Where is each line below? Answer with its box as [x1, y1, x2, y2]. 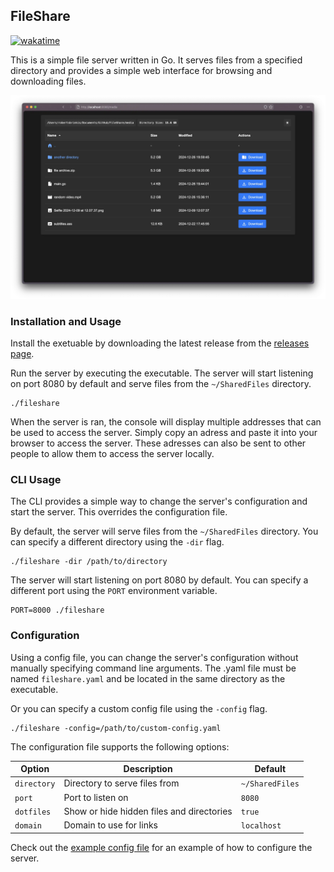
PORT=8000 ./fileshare [10, 605, 105, 616]
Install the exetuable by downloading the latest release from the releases [10, 337, 310, 349]
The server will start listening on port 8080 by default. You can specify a [10, 574, 309, 586]
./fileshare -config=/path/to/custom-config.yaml [10, 723, 222, 733]
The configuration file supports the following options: [10, 740, 230, 753]
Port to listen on [63, 791, 129, 803]
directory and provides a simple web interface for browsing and [10, 64, 273, 76]
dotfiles [14, 807, 52, 817]
